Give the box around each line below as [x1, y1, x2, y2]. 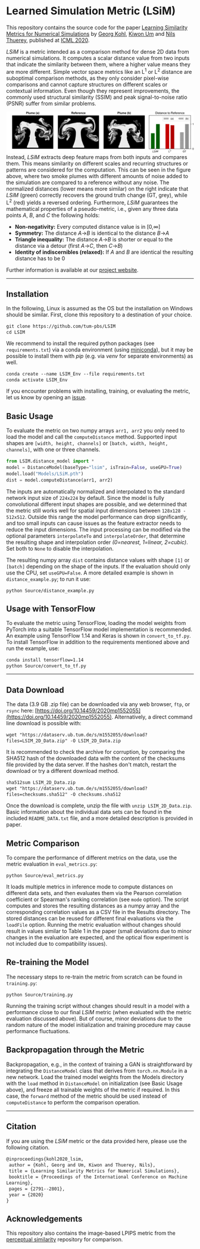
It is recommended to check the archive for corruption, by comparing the [6, 748, 185, 756]
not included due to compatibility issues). [6, 940, 108, 947]
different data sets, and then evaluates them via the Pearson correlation [6, 890, 182, 897]
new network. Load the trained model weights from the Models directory [6, 1073, 185, 1080]
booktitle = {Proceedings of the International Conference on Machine [8, 1174, 187, 1180]
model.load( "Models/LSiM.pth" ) [6, 471, 84, 477]
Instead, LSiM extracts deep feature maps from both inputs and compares [6, 153, 187, 160]
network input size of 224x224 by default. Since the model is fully [6, 494, 165, 501]
